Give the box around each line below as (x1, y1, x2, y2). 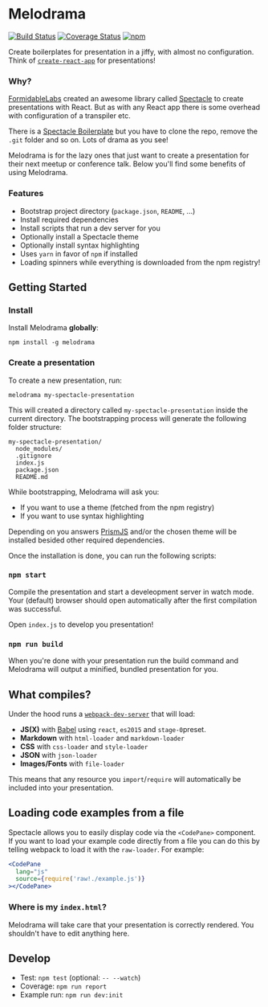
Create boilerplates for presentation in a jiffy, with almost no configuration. (8, 47, 254, 56)
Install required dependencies (19, 215, 119, 224)
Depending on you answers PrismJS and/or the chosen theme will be (8, 526, 238, 536)
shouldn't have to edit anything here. (8, 928, 130, 938)
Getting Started (8, 280, 87, 294)
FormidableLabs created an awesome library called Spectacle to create (8, 94, 244, 104)
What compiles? (8, 688, 91, 702)
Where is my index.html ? (8, 902, 107, 913)
